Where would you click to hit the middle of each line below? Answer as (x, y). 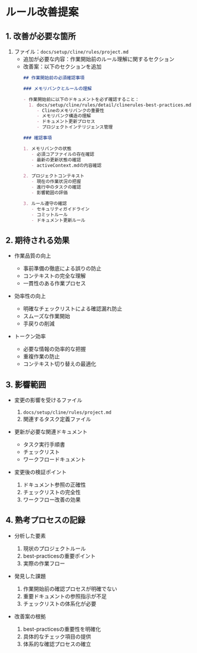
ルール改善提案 (42, 12)
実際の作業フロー (44, 563)
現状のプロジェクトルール (54, 548)
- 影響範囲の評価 (49, 193)
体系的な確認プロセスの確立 (57, 644)
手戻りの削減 (39, 324)
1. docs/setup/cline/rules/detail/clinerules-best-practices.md (110, 105)
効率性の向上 (30, 296)
